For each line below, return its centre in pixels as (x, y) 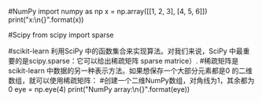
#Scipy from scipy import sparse (61, 35)
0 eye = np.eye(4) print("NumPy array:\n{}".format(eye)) (99, 89)
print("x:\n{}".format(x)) (46, 20)
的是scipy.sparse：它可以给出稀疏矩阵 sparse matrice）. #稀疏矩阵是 (127, 61)
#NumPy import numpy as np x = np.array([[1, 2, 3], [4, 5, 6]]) (108, 11)
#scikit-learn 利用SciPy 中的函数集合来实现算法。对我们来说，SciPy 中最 (125, 51)
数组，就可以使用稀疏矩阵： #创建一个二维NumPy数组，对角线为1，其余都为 (131, 80)
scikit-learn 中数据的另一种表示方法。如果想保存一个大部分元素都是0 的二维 (131, 71)
